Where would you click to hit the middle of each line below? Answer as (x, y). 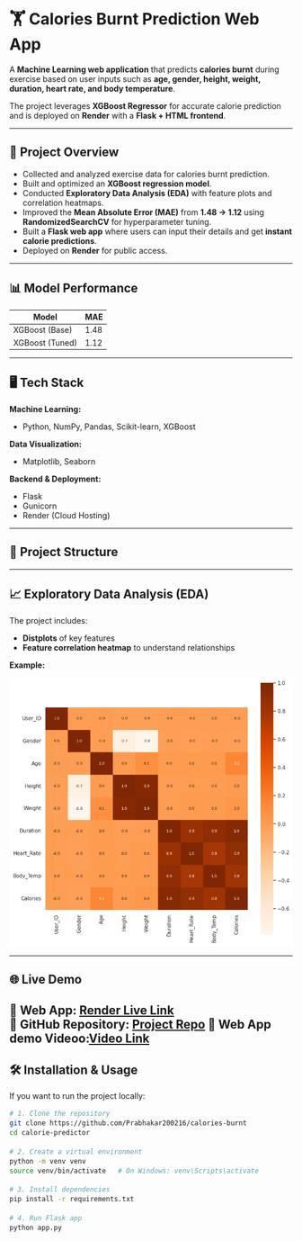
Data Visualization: (46, 444)
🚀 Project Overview (64, 153)
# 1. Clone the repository (60, 1114)
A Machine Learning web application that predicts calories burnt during (145, 69)
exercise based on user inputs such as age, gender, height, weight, (135, 78)
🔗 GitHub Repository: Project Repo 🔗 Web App (140, 1024)
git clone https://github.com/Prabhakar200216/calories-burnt (128, 1123)
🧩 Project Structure (64, 552)
